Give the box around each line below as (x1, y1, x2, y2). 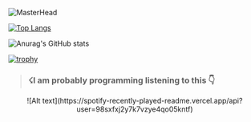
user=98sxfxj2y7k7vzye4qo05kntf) (75, 104, 194, 114)
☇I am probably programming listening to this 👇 (27, 75, 215, 86)
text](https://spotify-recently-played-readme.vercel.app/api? (42, 96, 243, 106)
